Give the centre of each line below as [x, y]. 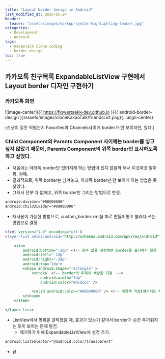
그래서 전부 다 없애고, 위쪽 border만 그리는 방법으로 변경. [67, 193]
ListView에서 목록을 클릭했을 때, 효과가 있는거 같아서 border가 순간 [77, 320]
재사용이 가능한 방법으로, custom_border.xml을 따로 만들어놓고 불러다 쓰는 [84, 217]
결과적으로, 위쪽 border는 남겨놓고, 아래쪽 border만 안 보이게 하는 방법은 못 [84, 180]
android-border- [136, 112]
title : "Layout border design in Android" [49, 10]
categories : [17, 28]
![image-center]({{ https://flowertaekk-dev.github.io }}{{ [62, 112]
